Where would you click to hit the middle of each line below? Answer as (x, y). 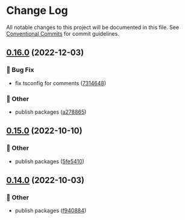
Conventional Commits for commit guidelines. (63, 33)
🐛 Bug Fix (20, 70)
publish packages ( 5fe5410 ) (49, 161)
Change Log (37, 11)
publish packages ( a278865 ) (51, 112)
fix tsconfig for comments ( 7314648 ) (61, 83)
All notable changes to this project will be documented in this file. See (93, 27)
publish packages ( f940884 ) (51, 211)
